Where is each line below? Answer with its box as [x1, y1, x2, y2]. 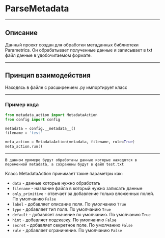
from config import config [5, 117, 60, 122]
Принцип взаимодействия [5, 71, 91, 79]
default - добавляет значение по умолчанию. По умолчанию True [12, 212, 151, 218]
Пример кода [5, 101, 39, 108]
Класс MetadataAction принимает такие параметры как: [5, 171, 123, 177]
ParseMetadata [5, 3, 69, 14]
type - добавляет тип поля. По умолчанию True [12, 206, 111, 212]
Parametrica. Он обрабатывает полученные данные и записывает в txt [5, 47, 153, 53]
